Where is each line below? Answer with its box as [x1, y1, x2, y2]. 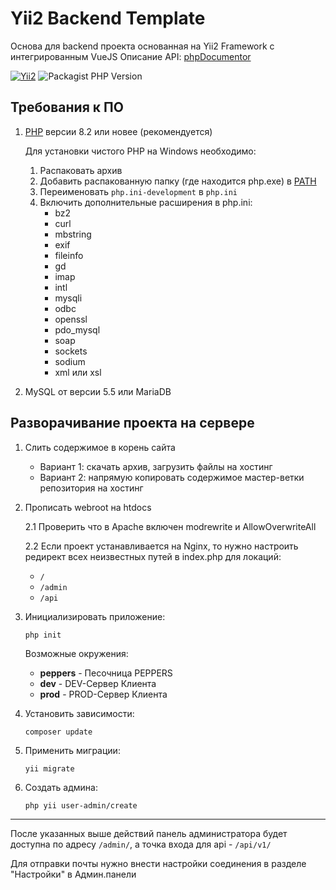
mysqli [54, 292, 83, 304]
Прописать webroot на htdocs [24, 501, 152, 513]
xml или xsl [54, 366, 102, 378]
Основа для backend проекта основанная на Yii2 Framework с [10, 40, 275, 52]
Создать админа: [24, 781, 98, 793]
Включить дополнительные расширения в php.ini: [39, 196, 253, 208]
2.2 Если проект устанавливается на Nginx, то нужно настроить [24, 540, 299, 552]
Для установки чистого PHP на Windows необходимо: [24, 145, 257, 157]
